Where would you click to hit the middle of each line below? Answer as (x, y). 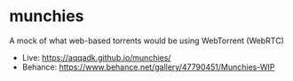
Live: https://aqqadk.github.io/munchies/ (96, 57)
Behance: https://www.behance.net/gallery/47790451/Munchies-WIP (148, 67)
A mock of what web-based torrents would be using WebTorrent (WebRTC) (146, 40)
